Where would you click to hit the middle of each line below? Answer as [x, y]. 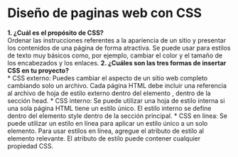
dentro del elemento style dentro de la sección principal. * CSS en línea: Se [117, 116]
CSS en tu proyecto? [38, 70]
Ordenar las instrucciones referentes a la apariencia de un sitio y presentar [117, 40]
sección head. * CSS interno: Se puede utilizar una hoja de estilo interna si [116, 100]
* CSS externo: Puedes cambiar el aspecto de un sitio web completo [108, 78]
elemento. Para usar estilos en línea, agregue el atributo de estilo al [106, 131]
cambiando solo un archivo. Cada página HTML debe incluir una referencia [117, 85]
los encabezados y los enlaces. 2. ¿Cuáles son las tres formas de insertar [117, 63]
